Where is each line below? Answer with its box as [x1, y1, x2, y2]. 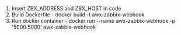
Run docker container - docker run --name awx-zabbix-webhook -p [11, 17, 176, 24]
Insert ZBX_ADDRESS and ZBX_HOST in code [11, 5, 121, 12]
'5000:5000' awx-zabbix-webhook [11, 23, 96, 30]
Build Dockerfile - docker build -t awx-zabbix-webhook [11, 11, 145, 18]
